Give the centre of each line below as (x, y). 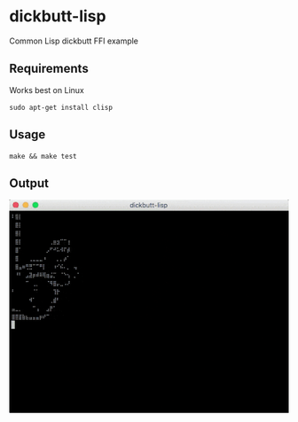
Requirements (49, 69)
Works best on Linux (47, 90)
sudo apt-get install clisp (61, 107)
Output (29, 183)
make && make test (43, 156)
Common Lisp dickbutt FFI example (74, 41)
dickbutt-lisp (58, 16)
